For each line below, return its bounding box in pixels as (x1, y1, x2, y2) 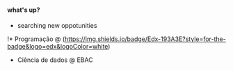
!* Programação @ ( (7, 35, 65, 43)
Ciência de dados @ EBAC (17, 56, 93, 64)
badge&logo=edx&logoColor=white (7, 42, 109, 51)
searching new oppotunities (17, 22, 97, 30)
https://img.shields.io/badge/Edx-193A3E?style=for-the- (65, 35, 226, 43)
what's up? (7, 6, 40, 14)
